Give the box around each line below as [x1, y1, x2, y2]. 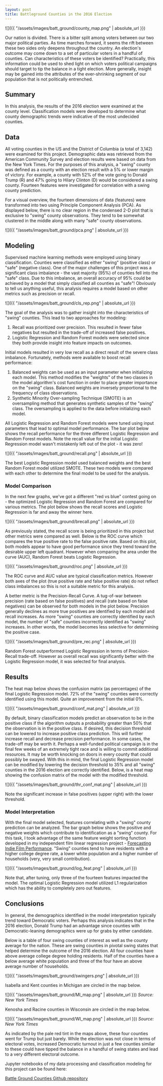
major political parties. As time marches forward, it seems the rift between [5, 40, 153, 45]
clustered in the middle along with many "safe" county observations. [5, 218, 143, 224]
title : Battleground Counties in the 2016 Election [5, 12, 112, 17]
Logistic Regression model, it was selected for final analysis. [5, 658, 126, 665]
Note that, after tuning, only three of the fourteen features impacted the [5, 875, 148, 881]
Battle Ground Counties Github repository [5, 1076, 88, 1082]
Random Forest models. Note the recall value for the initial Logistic [5, 435, 138, 441]
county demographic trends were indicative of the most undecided [5, 113, 139, 120]
